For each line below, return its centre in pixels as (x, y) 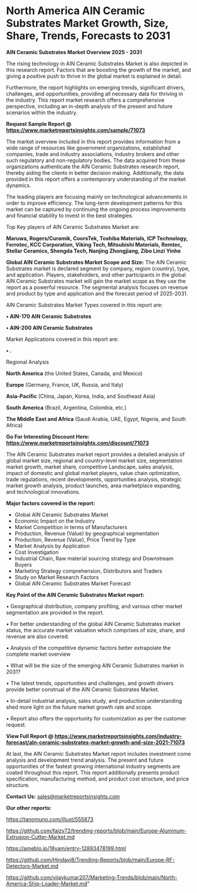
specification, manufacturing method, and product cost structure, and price (98, 779)
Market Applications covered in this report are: (62, 339)
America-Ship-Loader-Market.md (47, 884)
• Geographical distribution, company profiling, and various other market (94, 606)
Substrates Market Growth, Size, (87, 23)
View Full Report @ (30, 736)
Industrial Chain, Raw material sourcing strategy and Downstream (94, 558)
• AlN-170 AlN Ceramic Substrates (49, 316)
